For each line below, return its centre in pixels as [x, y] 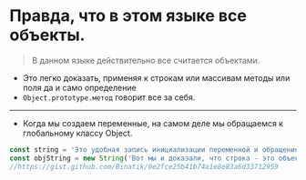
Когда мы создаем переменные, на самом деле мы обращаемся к [153, 123]
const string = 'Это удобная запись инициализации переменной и [134, 150]
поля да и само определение [79, 87]
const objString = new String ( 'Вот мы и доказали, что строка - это [142, 158]
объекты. [47, 35]
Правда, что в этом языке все [128, 16]
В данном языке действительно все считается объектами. [146, 60]
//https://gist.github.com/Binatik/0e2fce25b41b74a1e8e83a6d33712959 [144, 166]
